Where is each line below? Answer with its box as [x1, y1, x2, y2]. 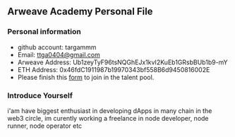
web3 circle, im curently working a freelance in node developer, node [7, 114, 210, 122]
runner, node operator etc [7, 121, 83, 130]
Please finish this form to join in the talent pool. [17, 73, 155, 81]
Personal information [7, 27, 81, 37]
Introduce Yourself [7, 90, 73, 100]
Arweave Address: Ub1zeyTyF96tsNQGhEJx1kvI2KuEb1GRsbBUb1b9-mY [17, 58, 228, 66]
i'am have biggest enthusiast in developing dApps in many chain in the [7, 106, 212, 115]
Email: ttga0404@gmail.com [17, 50, 101, 59]
